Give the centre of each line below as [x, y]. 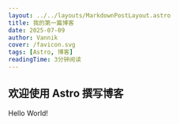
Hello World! [28, 113]
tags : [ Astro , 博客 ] [41, 52]
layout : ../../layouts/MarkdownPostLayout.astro [89, 15]
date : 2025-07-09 [37, 30]
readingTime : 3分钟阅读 [45, 60]
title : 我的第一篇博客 [41, 23]
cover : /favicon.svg [42, 45]
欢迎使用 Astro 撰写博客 [66, 94]
